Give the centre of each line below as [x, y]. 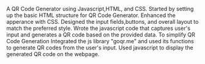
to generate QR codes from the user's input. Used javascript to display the [100, 48]
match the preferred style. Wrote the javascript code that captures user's [99, 28]
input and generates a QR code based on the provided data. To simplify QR [101, 35]
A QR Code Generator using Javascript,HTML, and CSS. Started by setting [100, 9]
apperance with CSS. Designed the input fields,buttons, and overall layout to [102, 22]
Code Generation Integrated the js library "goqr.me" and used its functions [100, 41]
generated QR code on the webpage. [53, 54]
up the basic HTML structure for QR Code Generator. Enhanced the [91, 15]
